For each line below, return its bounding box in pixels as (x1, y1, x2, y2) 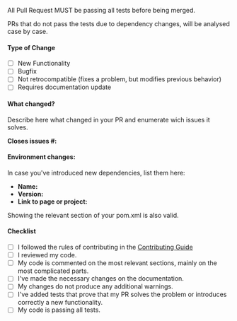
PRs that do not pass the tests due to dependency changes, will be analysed (7, 20, 230, 28)
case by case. (7, 28, 48, 35)
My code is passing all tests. (17, 305, 101, 314)
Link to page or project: (17, 197, 88, 206)
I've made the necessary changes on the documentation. (17, 274, 184, 283)
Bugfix (17, 67, 37, 76)
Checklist (7, 227, 37, 235)
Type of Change (7, 43, 55, 52)
